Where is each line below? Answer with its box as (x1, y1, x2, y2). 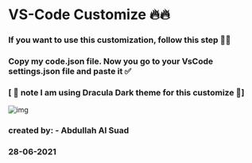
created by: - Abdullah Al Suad (8, 125, 130, 136)
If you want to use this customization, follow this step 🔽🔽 (8, 34, 231, 45)
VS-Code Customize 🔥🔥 (8, 6, 171, 24)
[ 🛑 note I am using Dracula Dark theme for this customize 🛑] (8, 87, 245, 98)
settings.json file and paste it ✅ (8, 66, 132, 77)
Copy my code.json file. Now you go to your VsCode (8, 56, 214, 67)
